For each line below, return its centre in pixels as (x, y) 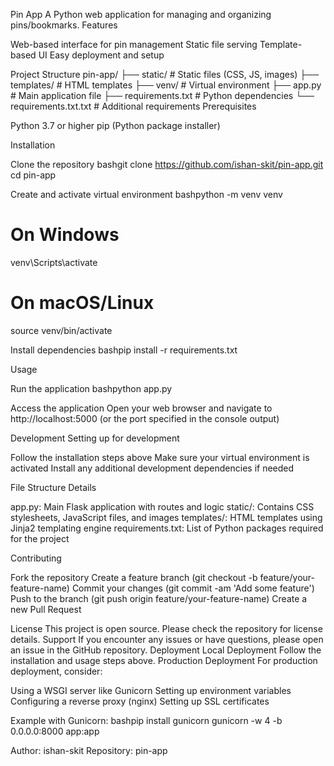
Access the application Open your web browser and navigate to (141, 408)
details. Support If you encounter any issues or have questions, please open (167, 639)
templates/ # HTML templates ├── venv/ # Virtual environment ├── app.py (166, 85)
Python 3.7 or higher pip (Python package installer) (115, 125)
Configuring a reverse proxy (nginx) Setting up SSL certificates (140, 701)
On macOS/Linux (82, 303)
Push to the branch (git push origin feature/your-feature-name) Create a (159, 598)
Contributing (36, 558)
